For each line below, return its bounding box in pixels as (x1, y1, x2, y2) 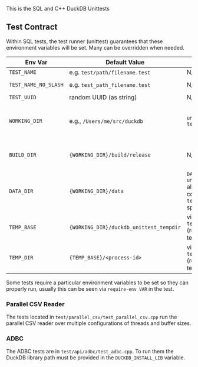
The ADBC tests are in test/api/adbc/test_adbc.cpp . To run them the (6, 348, 174, 355)
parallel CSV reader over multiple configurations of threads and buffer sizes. (6, 320, 192, 327)
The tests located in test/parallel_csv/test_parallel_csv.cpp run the (6, 313, 177, 321)
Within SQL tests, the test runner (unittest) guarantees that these (6, 38, 163, 45)
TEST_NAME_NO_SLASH (9, 81, 64, 88)
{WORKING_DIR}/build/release (69, 151, 151, 158)
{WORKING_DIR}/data (69, 187, 124, 194)
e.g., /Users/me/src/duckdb (69, 116, 143, 125)
